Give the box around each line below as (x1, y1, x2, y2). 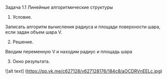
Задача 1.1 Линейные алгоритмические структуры (5, 5, 113, 10)
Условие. (12, 14, 32, 20)
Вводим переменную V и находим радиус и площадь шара (5, 49, 132, 54)
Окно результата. (12, 58, 50, 64)
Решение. (12, 39, 34, 45)
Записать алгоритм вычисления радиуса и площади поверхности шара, (5, 24, 161, 30)
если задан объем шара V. (5, 29, 62, 35)
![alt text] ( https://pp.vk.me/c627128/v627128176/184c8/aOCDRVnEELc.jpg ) (5, 68, 162, 74)
